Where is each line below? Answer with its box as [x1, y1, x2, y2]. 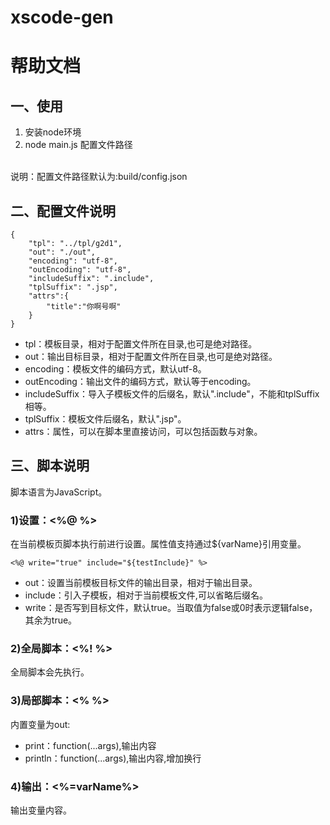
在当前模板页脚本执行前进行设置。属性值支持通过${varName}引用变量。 [10, 538, 307, 550]
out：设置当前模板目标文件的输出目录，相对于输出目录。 [24, 577, 258, 589]
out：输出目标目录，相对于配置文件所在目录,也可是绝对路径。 [24, 351, 278, 362]
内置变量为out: [10, 718, 71, 730]
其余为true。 [24, 614, 78, 626]
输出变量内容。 [10, 804, 72, 816]
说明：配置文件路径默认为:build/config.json [10, 171, 188, 183]
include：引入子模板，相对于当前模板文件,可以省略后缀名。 [24, 589, 268, 601]
